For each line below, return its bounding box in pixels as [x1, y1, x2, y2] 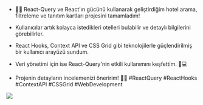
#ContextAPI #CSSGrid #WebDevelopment [15, 81, 123, 87]
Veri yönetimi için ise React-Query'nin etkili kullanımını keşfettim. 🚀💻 [15, 60, 188, 68]
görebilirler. [15, 30, 44, 37]
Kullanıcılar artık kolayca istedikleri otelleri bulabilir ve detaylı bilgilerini [15, 24, 191, 31]
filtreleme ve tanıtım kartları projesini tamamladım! [15, 12, 140, 19]
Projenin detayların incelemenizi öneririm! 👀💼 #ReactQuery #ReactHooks [15, 74, 198, 81]
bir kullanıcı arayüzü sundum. [15, 48, 89, 56]
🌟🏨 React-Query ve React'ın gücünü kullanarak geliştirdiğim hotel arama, [15, 6, 198, 13]
